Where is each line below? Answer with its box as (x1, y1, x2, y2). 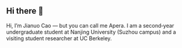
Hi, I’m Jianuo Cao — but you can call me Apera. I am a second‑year (6, 22, 175, 29)
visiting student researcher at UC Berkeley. (6, 34, 112, 42)
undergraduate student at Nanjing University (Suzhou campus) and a (6, 28, 177, 35)
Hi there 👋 (6, 6, 44, 16)
